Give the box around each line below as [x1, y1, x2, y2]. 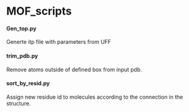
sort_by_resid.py [6, 80, 50, 87]
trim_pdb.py [6, 52, 38, 59]
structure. [6, 99, 31, 107]
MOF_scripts [6, 4, 72, 18]
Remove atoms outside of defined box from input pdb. [6, 66, 142, 73]
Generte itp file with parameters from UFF [6, 38, 112, 46]
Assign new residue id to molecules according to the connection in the [6, 93, 184, 100]
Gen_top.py [6, 24, 37, 32]
